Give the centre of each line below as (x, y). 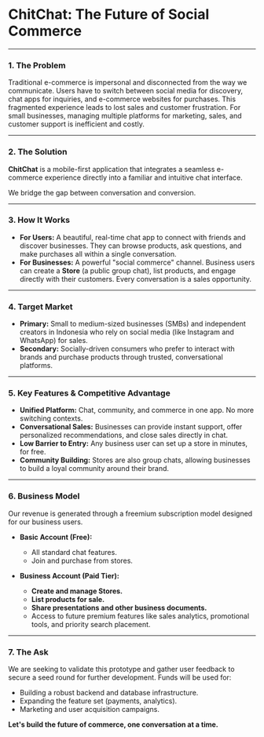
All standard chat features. (74, 552)
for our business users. (46, 522)
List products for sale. (68, 599)
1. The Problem (37, 65)
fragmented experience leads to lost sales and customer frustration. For (125, 108)
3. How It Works (39, 220)
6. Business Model (44, 496)
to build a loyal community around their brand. (94, 469)
